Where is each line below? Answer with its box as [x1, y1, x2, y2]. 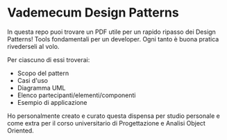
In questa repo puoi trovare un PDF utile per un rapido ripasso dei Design [7, 28, 217, 36]
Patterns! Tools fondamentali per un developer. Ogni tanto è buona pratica [7, 34, 219, 43]
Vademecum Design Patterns [7, 5, 179, 21]
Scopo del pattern [17, 69, 69, 77]
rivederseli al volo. [7, 42, 60, 50]
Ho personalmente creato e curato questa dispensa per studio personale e [7, 112, 220, 120]
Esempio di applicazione [17, 98, 87, 106]
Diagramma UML [17, 83, 66, 92]
